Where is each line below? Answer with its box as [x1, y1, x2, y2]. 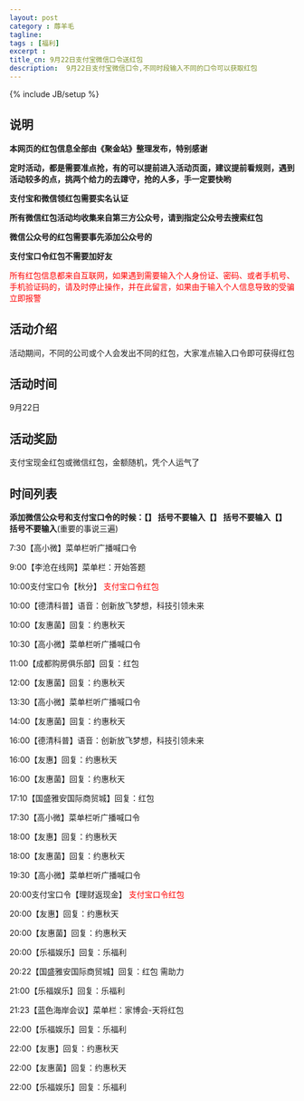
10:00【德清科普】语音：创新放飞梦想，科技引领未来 [9, 600, 205, 611]
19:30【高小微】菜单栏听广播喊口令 [9, 869, 141, 880]
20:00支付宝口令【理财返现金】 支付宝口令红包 [9, 889, 185, 900]
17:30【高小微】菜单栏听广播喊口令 [9, 812, 140, 823]
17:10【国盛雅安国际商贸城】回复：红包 [9, 792, 155, 803]
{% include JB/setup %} [9, 88, 100, 100]
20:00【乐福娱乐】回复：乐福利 [9, 946, 128, 957]
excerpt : [9, 47, 47, 56]
